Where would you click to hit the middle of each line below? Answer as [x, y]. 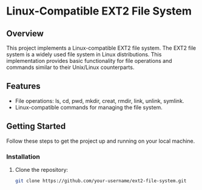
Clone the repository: [42, 169]
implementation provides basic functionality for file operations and [89, 61]
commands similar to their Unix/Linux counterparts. [70, 67]
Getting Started [36, 126]
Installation [23, 157]
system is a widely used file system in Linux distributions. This [84, 54]
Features [23, 86]
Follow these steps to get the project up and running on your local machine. [101, 141]
